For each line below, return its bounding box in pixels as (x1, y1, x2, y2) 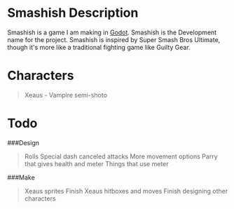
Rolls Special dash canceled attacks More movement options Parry (24, 152, 219, 161)
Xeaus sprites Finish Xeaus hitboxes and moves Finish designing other (24, 187, 228, 195)
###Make (7, 173, 35, 182)
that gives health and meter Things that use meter (24, 159, 170, 168)
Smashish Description (7, 5, 139, 21)
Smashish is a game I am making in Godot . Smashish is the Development (7, 28, 217, 36)
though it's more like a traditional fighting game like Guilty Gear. (7, 43, 191, 51)
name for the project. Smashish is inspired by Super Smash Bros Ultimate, (7, 35, 221, 43)
